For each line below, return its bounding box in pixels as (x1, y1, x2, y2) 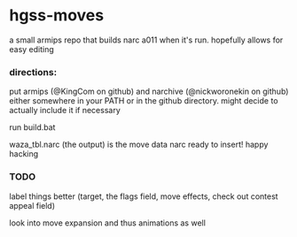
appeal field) (9, 200, 56, 210)
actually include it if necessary (9, 105, 121, 116)
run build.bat (9, 122, 56, 133)
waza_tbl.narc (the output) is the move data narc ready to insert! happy (9, 139, 269, 150)
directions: (9, 65, 58, 78)
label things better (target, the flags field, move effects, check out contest (9, 191, 278, 202)
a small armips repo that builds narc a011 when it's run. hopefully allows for (9, 34, 284, 45)
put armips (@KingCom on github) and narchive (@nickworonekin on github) (9, 86, 289, 97)
